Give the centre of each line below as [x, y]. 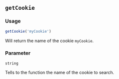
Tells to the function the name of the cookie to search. [59, 72]
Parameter [18, 53]
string [12, 63]
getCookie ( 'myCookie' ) [28, 31]
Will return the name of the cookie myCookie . [49, 40]
